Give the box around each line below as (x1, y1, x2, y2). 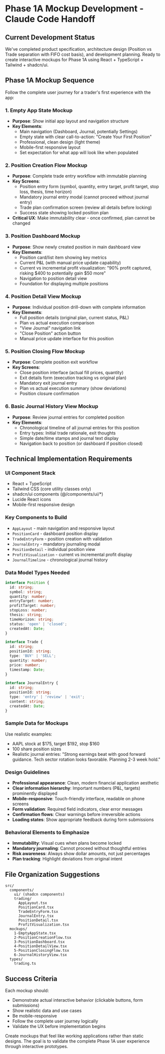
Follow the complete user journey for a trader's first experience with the (5, 89, 151, 95)
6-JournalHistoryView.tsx (14, 952, 67, 958)
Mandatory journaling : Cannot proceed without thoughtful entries (12, 845, 147, 852)
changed (12, 220, 31, 226)
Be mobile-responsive (12, 1013, 58, 1019)
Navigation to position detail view (19, 275, 87, 281)
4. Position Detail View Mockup (5, 293, 81, 300)
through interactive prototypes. (5, 1044, 68, 1050)
